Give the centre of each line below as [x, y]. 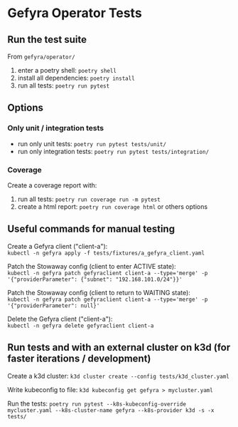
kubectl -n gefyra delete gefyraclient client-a [81, 326]
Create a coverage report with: [52, 185]
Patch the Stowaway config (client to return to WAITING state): [99, 292]
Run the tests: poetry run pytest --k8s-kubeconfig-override [97, 403]
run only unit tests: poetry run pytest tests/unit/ [92, 143]
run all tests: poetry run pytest [64, 86]
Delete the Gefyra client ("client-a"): [60, 319]
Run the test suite [47, 40]
